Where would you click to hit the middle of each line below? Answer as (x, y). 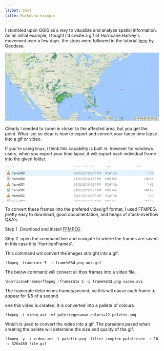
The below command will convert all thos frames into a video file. (71, 272)
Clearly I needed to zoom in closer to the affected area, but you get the (76, 128)
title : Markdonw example (30, 15)
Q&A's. (12, 219)
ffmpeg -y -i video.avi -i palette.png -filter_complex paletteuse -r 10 (82, 339)
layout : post (18, 10)
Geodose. (15, 46)
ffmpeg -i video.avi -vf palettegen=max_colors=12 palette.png (71, 315)
